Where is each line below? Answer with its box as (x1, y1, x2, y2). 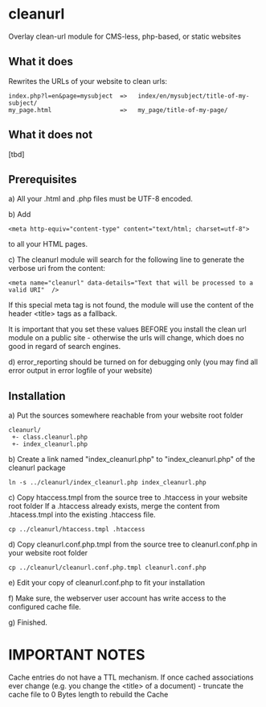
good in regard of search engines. (8, 342, 121, 351)
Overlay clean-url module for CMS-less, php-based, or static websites (8, 31, 241, 41)
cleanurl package (8, 463, 66, 472)
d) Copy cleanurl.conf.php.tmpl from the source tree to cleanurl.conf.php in (8, 539, 258, 549)
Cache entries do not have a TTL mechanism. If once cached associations (8, 672, 254, 682)
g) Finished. (8, 618, 48, 627)
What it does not (8, 128, 93, 142)
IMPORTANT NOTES (8, 646, 145, 664)
